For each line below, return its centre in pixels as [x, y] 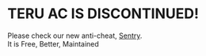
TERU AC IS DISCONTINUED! [103, 14]
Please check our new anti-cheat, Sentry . [75, 35]
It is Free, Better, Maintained [53, 43]
